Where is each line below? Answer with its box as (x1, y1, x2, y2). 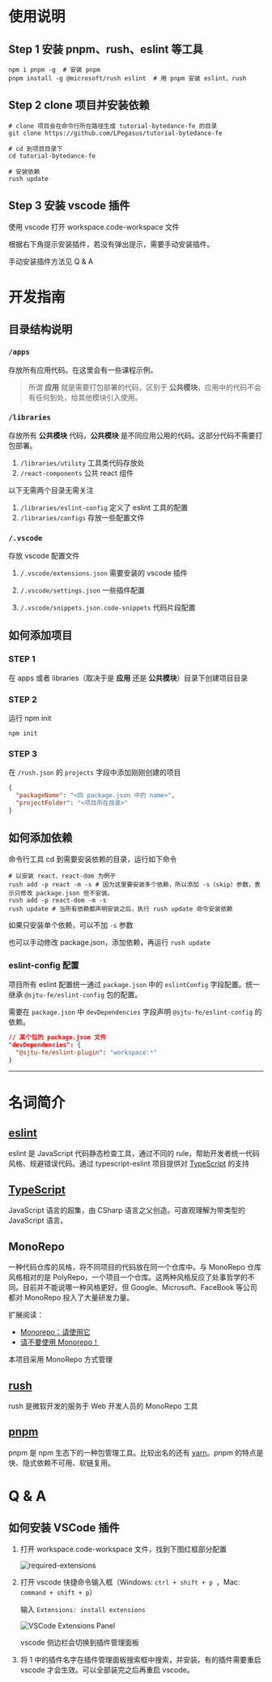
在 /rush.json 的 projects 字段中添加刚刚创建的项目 (8, 768, 181, 778)
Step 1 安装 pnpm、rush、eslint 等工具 (8, 42, 204, 56)
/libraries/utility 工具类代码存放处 (19, 458, 145, 468)
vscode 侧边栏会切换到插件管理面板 (19, 1637, 140, 1647)
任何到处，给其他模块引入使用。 (35, 392, 142, 402)
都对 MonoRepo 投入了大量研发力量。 (8, 1292, 134, 1303)
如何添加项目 (8, 628, 73, 642)
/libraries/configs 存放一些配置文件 (19, 512, 145, 522)
